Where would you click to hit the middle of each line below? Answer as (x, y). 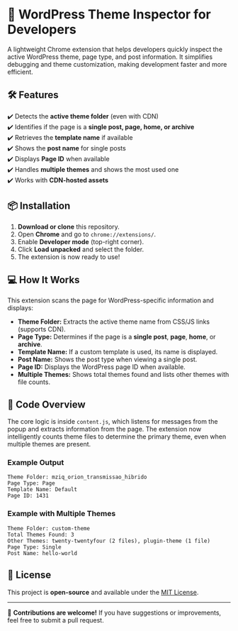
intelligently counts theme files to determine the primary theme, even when (117, 437)
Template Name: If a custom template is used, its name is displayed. (118, 352)
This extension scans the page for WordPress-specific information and (110, 300)
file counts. (34, 382)
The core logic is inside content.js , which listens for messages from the (113, 422)
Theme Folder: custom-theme (49, 528)
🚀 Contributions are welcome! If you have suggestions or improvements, (114, 613)
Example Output (36, 463)
